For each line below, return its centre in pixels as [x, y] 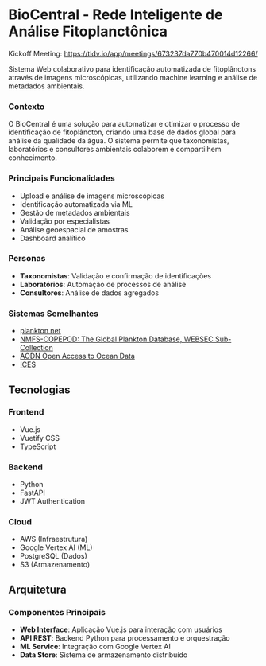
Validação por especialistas [64, 221]
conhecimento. [33, 158]
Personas [27, 259]
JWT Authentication [52, 501]
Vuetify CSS [40, 438]
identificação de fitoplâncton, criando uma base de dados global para [122, 132]
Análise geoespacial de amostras [74, 229]
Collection [36, 348]
